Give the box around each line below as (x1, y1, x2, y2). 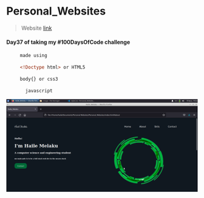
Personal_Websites (6, 4, 106, 18)
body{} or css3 (19, 76, 59, 82)
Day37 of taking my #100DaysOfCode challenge (6, 38, 131, 46)
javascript (25, 87, 53, 94)
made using (19, 53, 47, 59)
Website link (21, 24, 52, 32)
